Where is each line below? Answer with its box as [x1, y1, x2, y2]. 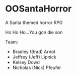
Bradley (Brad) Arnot [12, 48, 56, 54]
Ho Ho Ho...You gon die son [5, 29, 63, 35]
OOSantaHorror [5, 3, 72, 14]
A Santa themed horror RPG [5, 19, 63, 25]
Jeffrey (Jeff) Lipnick [12, 53, 56, 60]
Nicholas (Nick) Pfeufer [12, 64, 61, 70]
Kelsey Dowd [12, 59, 40, 65]
